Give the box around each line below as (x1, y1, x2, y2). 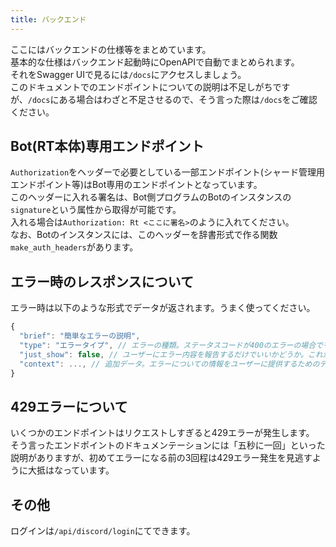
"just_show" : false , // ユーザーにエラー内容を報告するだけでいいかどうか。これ (19, 349, 323, 360)
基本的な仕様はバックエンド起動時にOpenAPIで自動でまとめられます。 (10, 56, 300, 68)
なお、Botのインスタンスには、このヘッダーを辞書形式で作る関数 (10, 229, 278, 241)
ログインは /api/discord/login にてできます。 (10, 525, 196, 537)
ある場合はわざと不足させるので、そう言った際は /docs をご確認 (58, 93, 318, 105)
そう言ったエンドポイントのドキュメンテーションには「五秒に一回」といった (10, 439, 326, 451)
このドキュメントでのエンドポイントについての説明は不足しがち (10, 81, 273, 93)
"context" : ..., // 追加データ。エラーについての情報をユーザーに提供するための (19, 359, 320, 369)
